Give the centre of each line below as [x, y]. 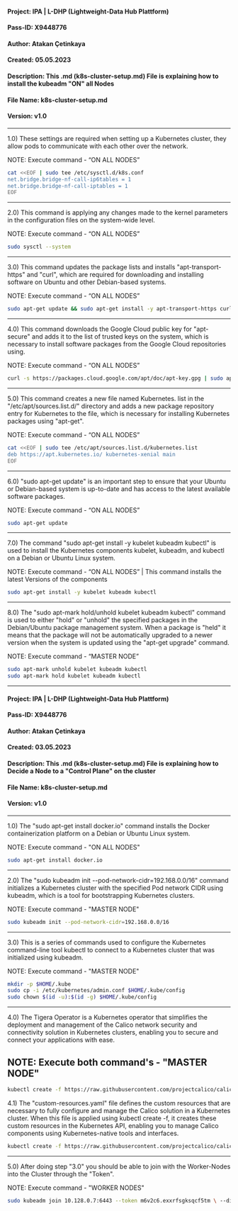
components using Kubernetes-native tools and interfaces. [93, 1133]
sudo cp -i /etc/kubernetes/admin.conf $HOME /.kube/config [96, 991]
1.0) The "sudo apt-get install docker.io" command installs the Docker [109, 826]
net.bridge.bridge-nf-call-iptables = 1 [68, 186]
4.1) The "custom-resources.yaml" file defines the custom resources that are [119, 1103]
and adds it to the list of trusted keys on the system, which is [120, 337]
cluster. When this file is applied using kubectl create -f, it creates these [112, 1118]
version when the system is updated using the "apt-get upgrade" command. [119, 643]
